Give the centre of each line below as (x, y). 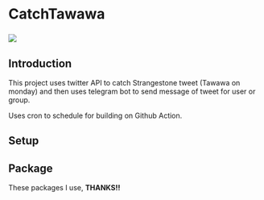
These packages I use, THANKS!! (64, 188)
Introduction (40, 63)
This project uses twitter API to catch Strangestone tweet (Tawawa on (124, 82)
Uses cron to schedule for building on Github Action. (95, 115)
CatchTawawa (57, 14)
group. (19, 100)
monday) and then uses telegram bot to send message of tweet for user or (132, 91)
